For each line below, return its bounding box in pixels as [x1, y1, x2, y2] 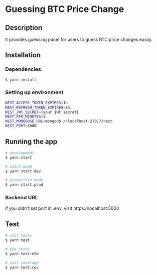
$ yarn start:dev [5, 168, 41, 174]
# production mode [5, 178, 43, 183]
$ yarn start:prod [5, 182, 43, 187]
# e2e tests [5, 247, 30, 252]
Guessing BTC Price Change [5, 3, 125, 15]
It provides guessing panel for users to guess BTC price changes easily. [5, 36, 153, 42]
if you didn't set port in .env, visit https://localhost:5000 [5, 205, 120, 211]
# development [5, 150, 35, 155]
